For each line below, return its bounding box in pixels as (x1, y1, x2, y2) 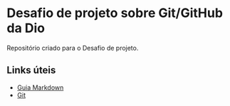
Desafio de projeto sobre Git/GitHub (6, 5, 224, 21)
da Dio (6, 20, 46, 36)
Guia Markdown (16, 83, 64, 92)
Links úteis (6, 64, 56, 76)
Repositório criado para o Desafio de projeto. (6, 43, 139, 52)
